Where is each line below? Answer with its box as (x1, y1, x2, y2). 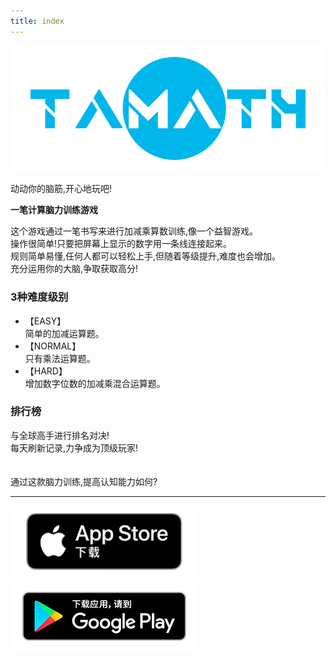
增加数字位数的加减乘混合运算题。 (24, 377, 166, 389)
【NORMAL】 (24, 340, 82, 352)
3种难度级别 (10, 290, 69, 304)
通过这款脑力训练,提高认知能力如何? (10, 475, 158, 487)
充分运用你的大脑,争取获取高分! (10, 263, 139, 275)
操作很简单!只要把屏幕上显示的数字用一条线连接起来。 (10, 238, 233, 250)
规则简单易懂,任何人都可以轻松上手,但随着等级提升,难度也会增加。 (10, 250, 282, 262)
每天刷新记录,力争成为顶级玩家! (10, 441, 139, 454)
